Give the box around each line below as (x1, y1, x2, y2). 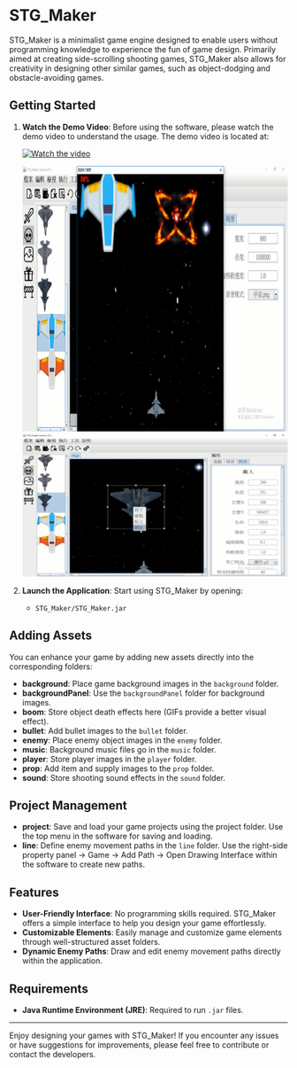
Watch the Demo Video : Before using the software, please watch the (21, 121, 274, 132)
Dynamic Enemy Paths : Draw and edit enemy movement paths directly (21, 946, 281, 957)
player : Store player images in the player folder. (21, 753, 197, 764)
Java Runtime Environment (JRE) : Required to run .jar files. (21, 1005, 244, 1016)
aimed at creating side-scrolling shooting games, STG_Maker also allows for (9, 53, 286, 64)
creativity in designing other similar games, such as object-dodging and (9, 63, 271, 74)
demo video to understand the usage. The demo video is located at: (21, 130, 270, 142)
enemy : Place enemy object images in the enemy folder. (21, 735, 223, 745)
